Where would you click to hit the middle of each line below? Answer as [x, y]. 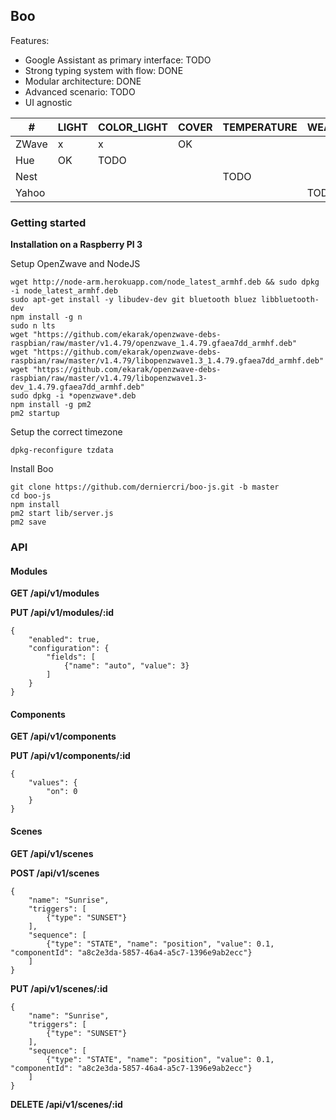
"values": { [53, 783]
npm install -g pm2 [51, 405]
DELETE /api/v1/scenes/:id [66, 1104]
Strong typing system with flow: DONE [104, 70]
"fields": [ [71, 657]
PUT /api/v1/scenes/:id [59, 988]
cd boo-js [31, 496]
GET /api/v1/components [63, 736]
